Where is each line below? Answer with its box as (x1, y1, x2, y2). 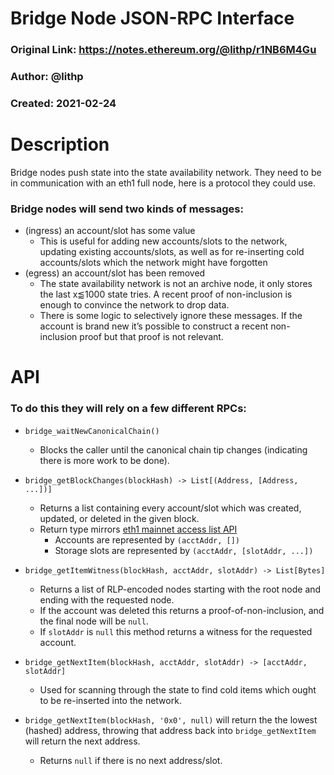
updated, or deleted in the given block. (39, 512, 200, 524)
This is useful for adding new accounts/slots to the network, (39, 235, 288, 247)
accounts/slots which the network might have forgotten (39, 257, 268, 269)
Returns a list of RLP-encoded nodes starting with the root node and (39, 583, 322, 595)
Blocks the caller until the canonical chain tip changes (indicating (39, 443, 308, 456)
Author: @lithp (10, 70, 84, 84)
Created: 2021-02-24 (10, 96, 117, 110)
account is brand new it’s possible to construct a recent (39, 320, 269, 332)
